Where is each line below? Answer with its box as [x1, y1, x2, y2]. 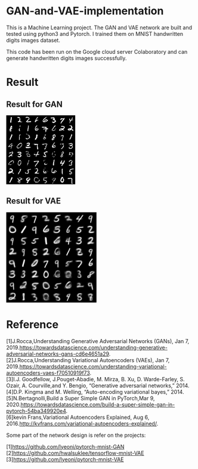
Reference [6, 317, 58, 331]
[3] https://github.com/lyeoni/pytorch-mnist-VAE [6, 455, 124, 463]
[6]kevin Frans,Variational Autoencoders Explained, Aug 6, [6, 414, 150, 421]
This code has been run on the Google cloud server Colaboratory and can [6, 48, 188, 55]
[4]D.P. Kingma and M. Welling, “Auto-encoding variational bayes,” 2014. [6, 388, 184, 395]
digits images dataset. [6, 36, 61, 44]
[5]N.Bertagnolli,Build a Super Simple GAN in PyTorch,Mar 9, [6, 394, 155, 402]
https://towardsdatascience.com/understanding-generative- [19, 344, 168, 351]
